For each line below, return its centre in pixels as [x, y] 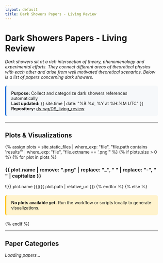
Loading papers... [23, 255]
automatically [24, 99]
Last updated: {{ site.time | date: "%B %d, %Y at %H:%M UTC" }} [78, 104]
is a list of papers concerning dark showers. [49, 77]
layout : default [21, 9]
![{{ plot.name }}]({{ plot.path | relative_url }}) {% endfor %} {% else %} [76, 186]
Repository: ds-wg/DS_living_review [48, 109]
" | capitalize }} [23, 176]
